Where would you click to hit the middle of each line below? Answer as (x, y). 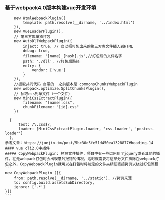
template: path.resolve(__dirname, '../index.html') (79, 23)
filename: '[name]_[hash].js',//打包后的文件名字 (73, 56)
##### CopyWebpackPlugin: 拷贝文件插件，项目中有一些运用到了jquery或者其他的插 (83, 154)
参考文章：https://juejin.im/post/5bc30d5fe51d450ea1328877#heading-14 (79, 143)
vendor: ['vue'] (49, 70)
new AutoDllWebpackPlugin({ (43, 41)
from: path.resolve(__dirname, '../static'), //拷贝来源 (73, 178)
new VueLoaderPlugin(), (39, 32)
